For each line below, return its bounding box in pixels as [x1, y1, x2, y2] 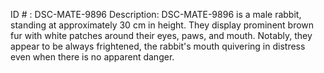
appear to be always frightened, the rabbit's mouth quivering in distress [10, 40, 306, 52]
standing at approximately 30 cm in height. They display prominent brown [10, 19, 315, 31]
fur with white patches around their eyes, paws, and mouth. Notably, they [10, 30, 313, 41]
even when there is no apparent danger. [10, 51, 175, 63]
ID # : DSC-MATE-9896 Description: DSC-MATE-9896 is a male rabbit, [10, 9, 302, 20]
